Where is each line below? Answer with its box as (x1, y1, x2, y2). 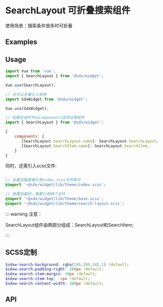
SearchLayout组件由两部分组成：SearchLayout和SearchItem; (5, 222, 134, 228)
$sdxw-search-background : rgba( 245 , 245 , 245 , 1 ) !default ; (5, 262, 129, 267)
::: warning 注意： (5, 211, 42, 217)
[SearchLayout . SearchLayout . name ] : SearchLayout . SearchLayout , (21, 139, 159, 144)
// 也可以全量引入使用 (5, 92, 47, 97)
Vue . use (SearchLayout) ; (5, 82, 56, 87)
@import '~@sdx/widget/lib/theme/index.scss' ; (5, 182, 106, 187)
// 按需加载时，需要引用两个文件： (5, 191, 69, 197)
